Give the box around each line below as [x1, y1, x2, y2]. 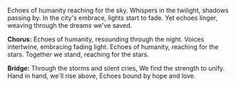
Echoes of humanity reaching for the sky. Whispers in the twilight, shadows [7, 6, 230, 14]
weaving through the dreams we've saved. [7, 21, 133, 29]
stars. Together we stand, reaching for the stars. [7, 50, 150, 58]
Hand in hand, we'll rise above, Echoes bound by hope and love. [7, 71, 196, 80]
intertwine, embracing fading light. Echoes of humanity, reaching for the [7, 43, 219, 51]
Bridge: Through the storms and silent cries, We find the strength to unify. [7, 64, 225, 72]
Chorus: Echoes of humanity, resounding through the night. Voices [7, 35, 205, 43]
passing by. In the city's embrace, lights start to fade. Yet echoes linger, [7, 14, 218, 22]
